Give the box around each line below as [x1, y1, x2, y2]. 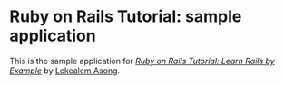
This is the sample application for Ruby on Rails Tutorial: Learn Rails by [9, 55, 275, 66]
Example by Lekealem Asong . [9, 65, 121, 76]
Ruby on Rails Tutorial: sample [9, 6, 242, 27]
